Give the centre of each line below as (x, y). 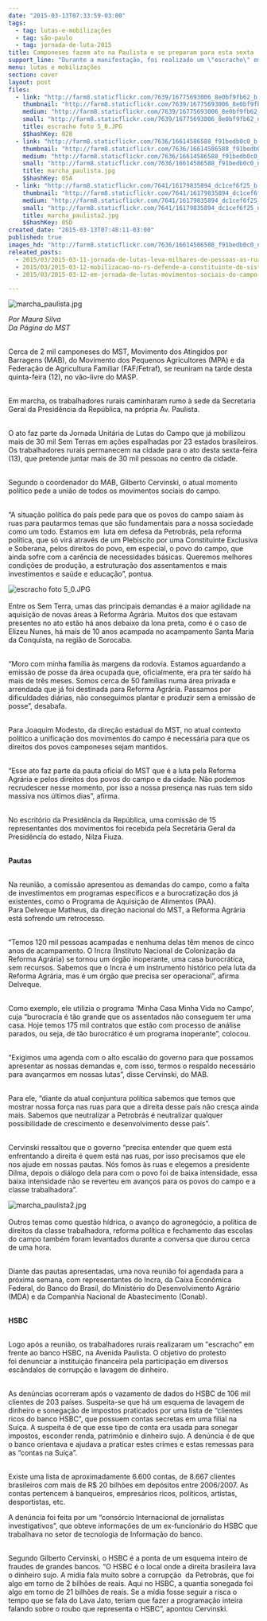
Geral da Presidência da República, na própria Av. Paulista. (104, 410)
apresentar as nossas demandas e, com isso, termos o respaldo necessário (132, 1066)
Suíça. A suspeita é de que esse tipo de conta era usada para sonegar (123, 1428)
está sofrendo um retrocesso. (57, 919)
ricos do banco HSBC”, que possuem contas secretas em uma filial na (122, 1419)
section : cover (33, 75)
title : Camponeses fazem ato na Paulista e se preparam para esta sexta (131, 52)
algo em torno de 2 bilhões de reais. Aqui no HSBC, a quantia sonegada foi (131, 1584)
